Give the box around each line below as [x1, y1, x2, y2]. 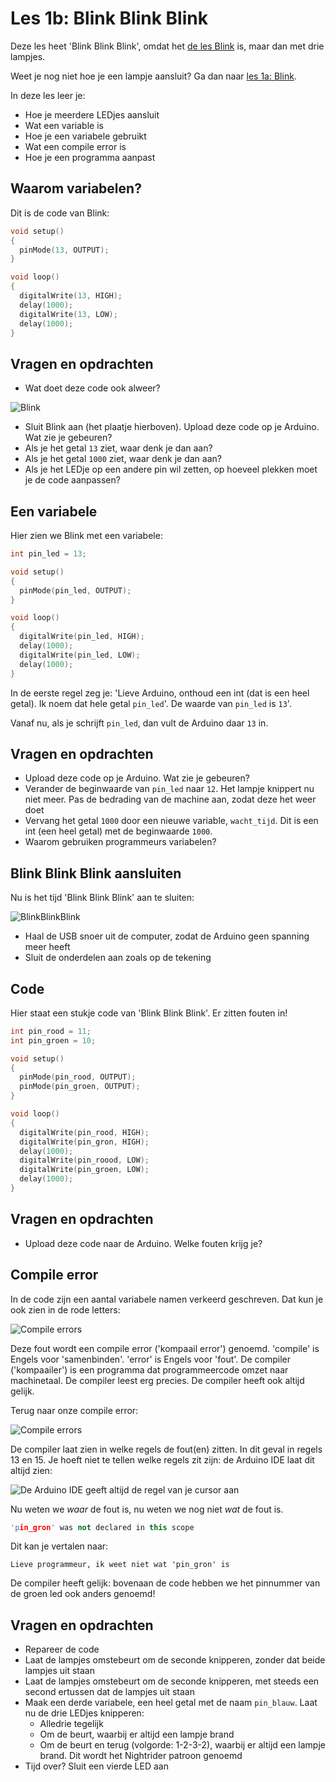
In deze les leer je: [10, 89, 86, 101]
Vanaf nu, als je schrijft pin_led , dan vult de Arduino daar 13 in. [10, 717, 269, 729]
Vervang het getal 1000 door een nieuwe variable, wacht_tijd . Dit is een [24, 815, 319, 827]
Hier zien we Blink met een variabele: [10, 530, 163, 541]
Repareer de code [24, 1643, 100, 1656]
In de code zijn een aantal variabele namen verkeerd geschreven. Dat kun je [10, 1293, 324, 1305]
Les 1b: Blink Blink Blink [10, 7, 208, 30]
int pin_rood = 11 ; [10, 1026, 92, 1036]
